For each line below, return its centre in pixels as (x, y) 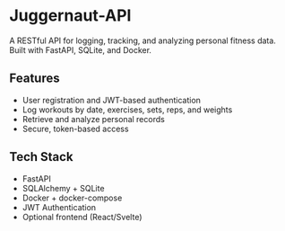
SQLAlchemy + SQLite (63, 188)
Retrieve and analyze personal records (94, 119)
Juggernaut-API (70, 16)
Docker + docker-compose (72, 198)
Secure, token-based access (75, 129)
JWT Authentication (59, 207)
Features (35, 79)
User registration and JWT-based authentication (112, 100)
